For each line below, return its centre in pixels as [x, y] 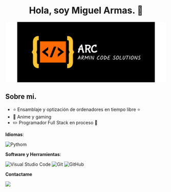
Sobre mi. [21, 97]
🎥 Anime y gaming [32, 117]
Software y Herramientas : [33, 154]
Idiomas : [15, 134]
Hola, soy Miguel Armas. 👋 [86, 11]
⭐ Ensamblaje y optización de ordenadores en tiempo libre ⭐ [77, 109]
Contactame [19, 174]
